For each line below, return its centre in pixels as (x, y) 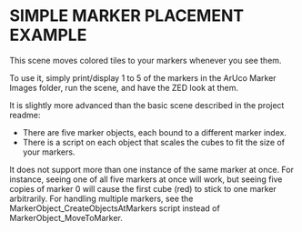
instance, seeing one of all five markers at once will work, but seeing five (146, 179)
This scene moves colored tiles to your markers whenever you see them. (146, 60)
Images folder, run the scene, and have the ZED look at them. (124, 87)
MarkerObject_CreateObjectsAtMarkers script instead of (115, 208)
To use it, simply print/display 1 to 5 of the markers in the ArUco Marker (143, 77)
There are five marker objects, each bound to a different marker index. (154, 132)
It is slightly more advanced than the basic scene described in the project (147, 105)
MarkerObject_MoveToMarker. (66, 217)
